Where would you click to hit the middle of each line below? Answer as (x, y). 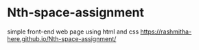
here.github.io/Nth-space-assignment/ (62, 38)
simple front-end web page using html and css (73, 32)
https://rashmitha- (166, 32)
